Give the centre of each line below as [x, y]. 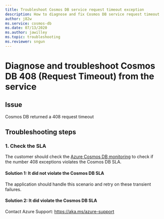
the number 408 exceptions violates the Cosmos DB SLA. [63, 162]
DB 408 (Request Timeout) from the [80, 76]
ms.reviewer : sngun [25, 42]
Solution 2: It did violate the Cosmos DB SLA [51, 201]
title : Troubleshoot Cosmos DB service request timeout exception [75, 10]
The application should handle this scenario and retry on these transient [78, 184]
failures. [13, 189]
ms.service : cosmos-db [28, 23]
